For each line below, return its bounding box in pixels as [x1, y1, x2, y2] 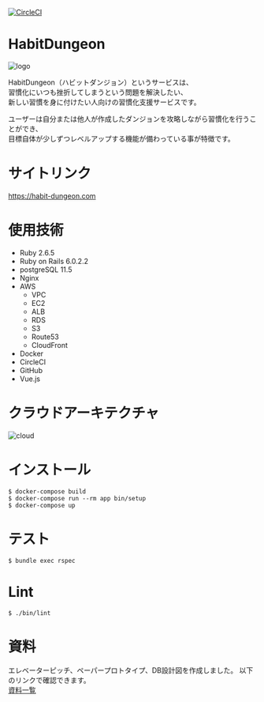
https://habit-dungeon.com [8, 191, 96, 201]
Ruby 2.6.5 [19, 247, 55, 257]
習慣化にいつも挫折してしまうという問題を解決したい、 [8, 87, 188, 96]
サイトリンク [8, 164, 92, 183]
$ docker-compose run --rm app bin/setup [8, 494, 147, 502]
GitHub [19, 365, 43, 375]
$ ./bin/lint [8, 609, 51, 617]
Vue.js [19, 374, 41, 383]
